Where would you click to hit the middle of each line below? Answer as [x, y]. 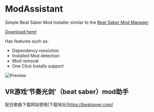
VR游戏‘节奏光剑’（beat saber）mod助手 [67, 92]
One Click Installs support [38, 66]
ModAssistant [34, 9]
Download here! [21, 32]
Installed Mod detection [36, 56]
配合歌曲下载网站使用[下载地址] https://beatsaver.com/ [59, 104]
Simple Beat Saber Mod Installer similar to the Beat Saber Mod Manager [77, 22]
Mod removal [25, 61]
